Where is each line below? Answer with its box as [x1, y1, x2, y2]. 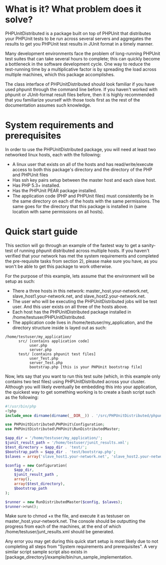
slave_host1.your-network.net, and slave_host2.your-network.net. [12, 293, 146, 299]
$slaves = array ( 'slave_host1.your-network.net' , [5, 454, 110, 459]
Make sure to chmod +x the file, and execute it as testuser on [5, 513, 130, 519]
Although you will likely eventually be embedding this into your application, [5, 384, 157, 390]
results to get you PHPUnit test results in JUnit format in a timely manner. [5, 41, 154, 47]
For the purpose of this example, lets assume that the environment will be [5, 273, 155, 279]
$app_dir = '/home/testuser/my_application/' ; [5, 436, 103, 441]
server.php [29, 347, 52, 352]
